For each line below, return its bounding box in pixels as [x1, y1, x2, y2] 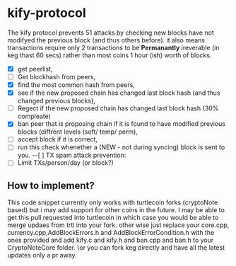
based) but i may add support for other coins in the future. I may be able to [7, 206, 225, 214]
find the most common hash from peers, [17, 81, 136, 89]
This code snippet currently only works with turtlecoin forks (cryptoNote [7, 198, 218, 207]
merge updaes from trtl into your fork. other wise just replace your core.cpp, [7, 221, 230, 229]
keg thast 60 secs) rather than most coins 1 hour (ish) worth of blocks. [7, 51, 212, 59]
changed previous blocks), [17, 97, 95, 105]
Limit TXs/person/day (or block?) [17, 158, 114, 167]
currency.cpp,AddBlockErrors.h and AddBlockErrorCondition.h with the [7, 229, 215, 237]
